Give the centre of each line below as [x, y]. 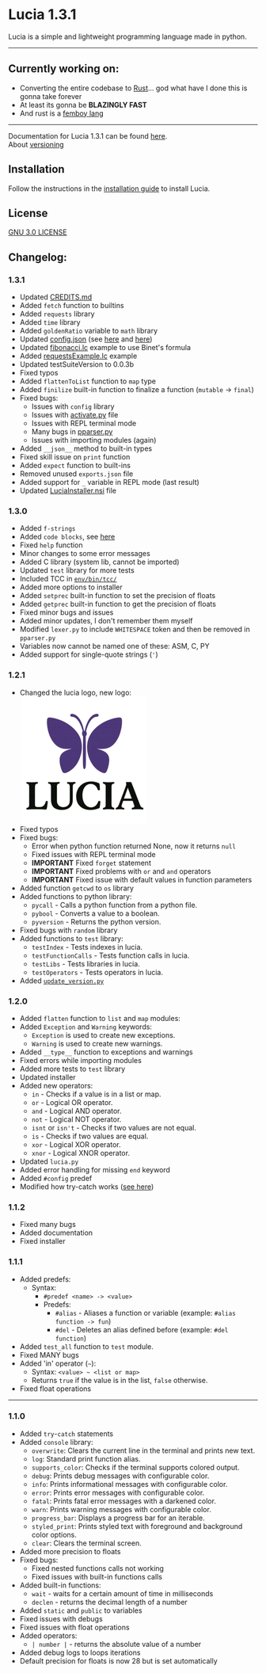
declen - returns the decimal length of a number [109, 1602]
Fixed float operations [55, 1389]
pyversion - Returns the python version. [96, 921]
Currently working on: [64, 69]
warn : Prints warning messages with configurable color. [121, 1509]
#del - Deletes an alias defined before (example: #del [142, 1329]
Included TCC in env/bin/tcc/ [68, 579]
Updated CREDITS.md [56, 297]
